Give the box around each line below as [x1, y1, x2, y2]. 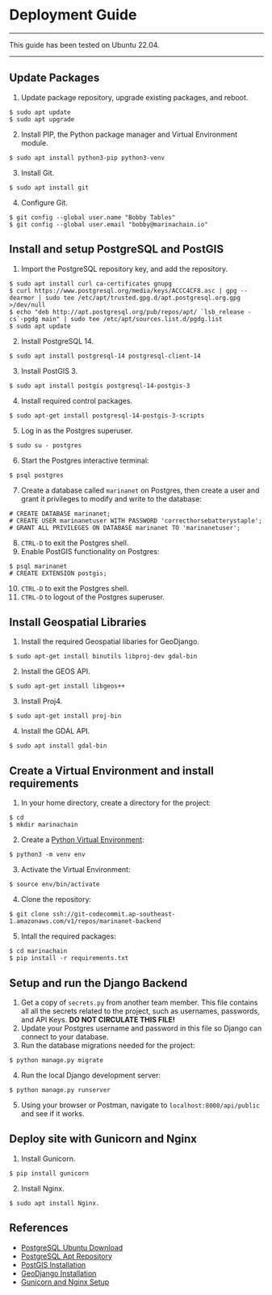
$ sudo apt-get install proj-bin [9, 712, 122, 721]
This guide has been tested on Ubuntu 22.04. [9, 40, 160, 49]
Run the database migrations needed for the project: [20, 1041, 195, 1050]
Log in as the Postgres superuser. [20, 425, 133, 435]
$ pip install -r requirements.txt [9, 954, 129, 963]
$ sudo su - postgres [9, 441, 82, 450]
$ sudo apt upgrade [9, 115, 75, 123]
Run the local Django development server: [20, 1070, 161, 1080]
